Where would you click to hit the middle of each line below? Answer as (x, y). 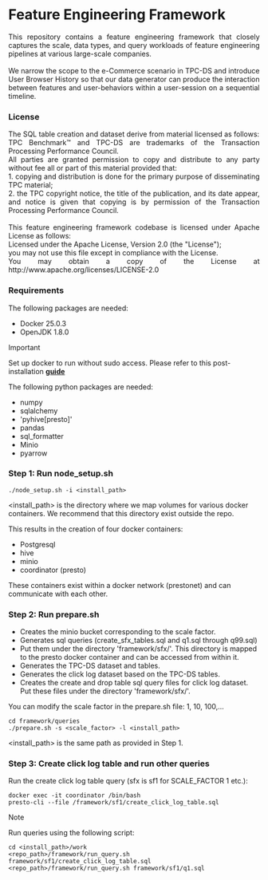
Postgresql (37, 544)
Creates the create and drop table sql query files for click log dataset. (134, 683)
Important (24, 347)
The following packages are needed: (69, 308)
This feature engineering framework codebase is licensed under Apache (134, 227)
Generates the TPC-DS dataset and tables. (90, 666)
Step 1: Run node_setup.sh (61, 474)
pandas (32, 428)
